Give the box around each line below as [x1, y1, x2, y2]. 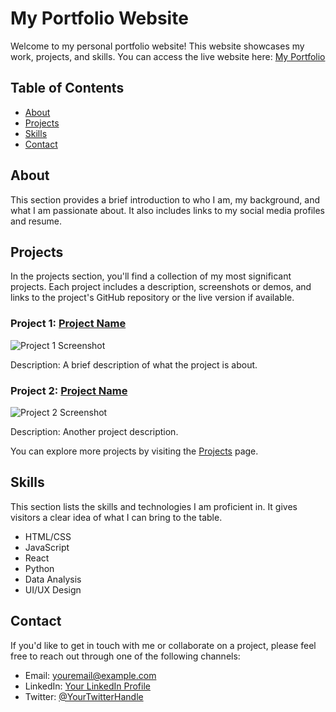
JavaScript [24, 541, 70, 553]
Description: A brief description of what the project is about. [10, 358, 258, 371]
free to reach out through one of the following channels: [10, 650, 241, 662]
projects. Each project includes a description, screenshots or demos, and [10, 281, 312, 293]
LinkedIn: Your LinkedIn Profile [24, 680, 151, 692]
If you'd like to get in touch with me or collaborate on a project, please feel [10, 639, 317, 651]
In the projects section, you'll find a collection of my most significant [10, 270, 292, 282]
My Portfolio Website [10, 7, 189, 30]
